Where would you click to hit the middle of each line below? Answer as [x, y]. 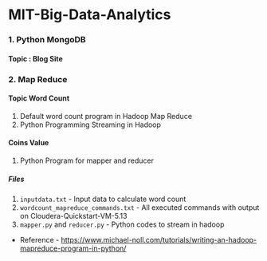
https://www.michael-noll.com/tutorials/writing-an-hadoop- [159, 240]
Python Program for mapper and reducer [86, 160]
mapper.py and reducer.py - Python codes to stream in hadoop [122, 224]
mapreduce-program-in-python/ [73, 248]
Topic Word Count [39, 98]
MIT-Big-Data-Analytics [90, 15]
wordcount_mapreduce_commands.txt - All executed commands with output [139, 208]
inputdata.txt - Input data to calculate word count [103, 199]
